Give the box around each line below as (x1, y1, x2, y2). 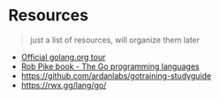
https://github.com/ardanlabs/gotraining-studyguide (20, 70, 212, 80)
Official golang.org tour (20, 51, 106, 62)
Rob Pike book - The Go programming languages (20, 61, 200, 72)
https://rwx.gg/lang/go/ (20, 80, 107, 90)
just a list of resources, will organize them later (29, 34, 201, 45)
